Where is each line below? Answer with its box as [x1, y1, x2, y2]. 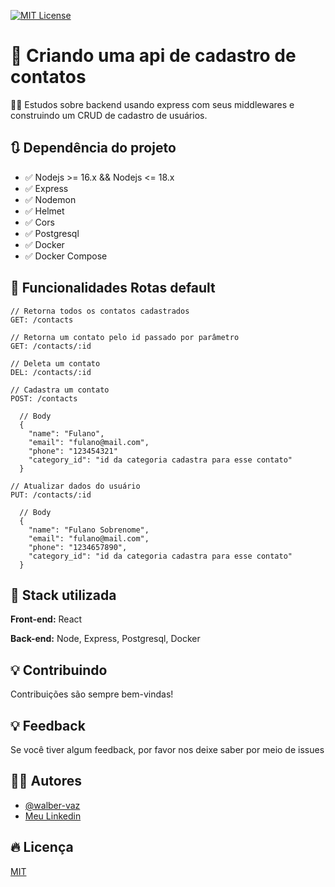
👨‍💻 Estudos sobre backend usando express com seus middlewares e [10, 98, 295, 110]
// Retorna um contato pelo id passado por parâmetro [10, 332, 240, 342]
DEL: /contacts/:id [10, 367, 92, 377]
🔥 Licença [10, 839, 74, 856]
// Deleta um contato [10, 358, 101, 369]
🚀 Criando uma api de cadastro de [10, 45, 297, 67]
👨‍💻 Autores [10, 773, 82, 790]
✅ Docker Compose [24, 250, 108, 262]
